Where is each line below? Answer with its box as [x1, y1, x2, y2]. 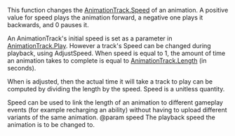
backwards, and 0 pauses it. [7, 21, 89, 29]
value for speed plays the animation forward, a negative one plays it [7, 13, 203, 22]
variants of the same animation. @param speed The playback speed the [7, 113, 215, 121]
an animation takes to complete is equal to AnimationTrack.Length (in [7, 56, 207, 65]
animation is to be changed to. [7, 121, 95, 128]
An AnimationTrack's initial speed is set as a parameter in [7, 34, 173, 43]
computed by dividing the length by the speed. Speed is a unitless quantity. [7, 85, 225, 93]
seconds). [7, 64, 36, 72]
